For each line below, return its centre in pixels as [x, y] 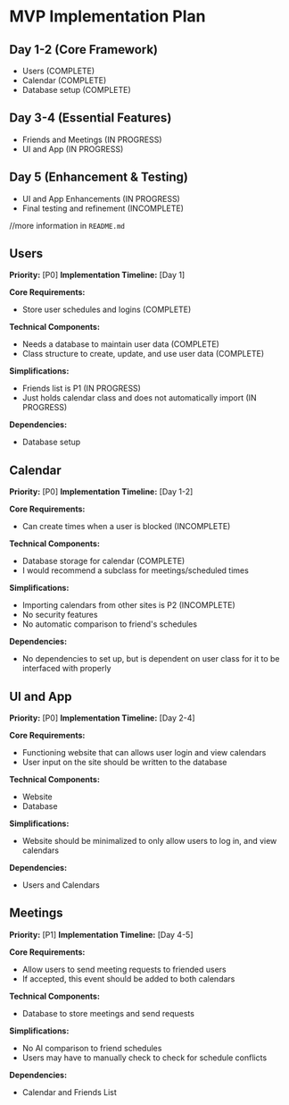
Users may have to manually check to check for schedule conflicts [144, 1058]
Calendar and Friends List [70, 1092]
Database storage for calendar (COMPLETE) [103, 561]
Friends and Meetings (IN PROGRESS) [92, 139]
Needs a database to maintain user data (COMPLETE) [121, 344]
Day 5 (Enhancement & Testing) [99, 177]
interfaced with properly [66, 669]
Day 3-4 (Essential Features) [91, 118]
